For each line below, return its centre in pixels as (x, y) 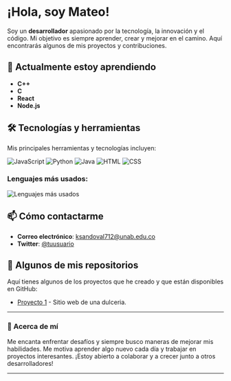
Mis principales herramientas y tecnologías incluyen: (82, 148)
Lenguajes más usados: (47, 179)
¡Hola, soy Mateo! (58, 12)
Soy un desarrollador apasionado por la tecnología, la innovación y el (106, 31)
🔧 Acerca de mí (33, 327)
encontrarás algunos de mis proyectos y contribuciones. (87, 45)
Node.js (29, 105)
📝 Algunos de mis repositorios (73, 265)
